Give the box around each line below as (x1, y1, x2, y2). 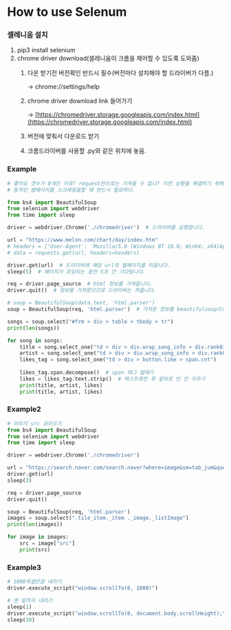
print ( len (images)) (7, 521, 63, 528)
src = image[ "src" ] (19, 540, 76, 547)
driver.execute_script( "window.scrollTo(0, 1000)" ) (7, 585, 158, 591)
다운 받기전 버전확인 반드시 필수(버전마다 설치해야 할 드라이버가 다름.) (27, 69, 214, 77)
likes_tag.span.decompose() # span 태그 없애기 (19, 369, 155, 376)
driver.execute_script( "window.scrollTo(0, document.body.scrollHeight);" (7, 610, 226, 617)
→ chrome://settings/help (27, 83, 100, 91)
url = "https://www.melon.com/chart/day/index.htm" (7, 237, 158, 244)
